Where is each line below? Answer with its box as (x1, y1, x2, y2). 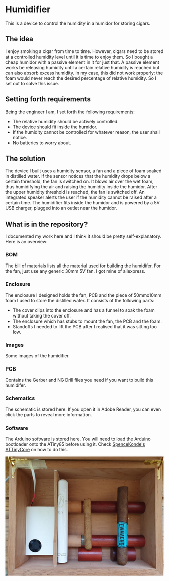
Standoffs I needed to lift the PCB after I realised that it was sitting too (12, 323, 157, 329)
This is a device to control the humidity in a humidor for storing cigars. (5, 20, 151, 26)
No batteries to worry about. (12, 140, 71, 146)
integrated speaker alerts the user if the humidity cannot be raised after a (5, 194, 157, 200)
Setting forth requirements (5, 95, 91, 104)
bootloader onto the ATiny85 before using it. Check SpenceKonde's (5, 441, 145, 447)
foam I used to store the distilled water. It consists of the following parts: (5, 297, 155, 303)
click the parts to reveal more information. (5, 411, 92, 417)
